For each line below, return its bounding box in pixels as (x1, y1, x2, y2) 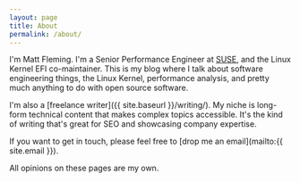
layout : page (9, 12, 58, 22)
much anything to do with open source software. (9, 82, 189, 94)
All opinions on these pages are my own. (9, 162, 159, 174)
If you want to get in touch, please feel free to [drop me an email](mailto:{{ (9, 136, 284, 147)
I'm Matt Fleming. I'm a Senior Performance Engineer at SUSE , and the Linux (9, 54, 291, 65)
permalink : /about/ (9, 29, 82, 38)
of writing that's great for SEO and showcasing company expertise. (9, 119, 257, 129)
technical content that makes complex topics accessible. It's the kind (28, 109, 284, 120)
